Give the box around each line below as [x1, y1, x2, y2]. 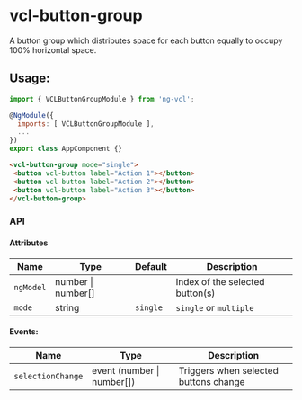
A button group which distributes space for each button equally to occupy [9, 35, 283, 46]
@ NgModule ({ [9, 111, 54, 120]
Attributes [9, 237, 49, 248]
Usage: [9, 71, 51, 86]
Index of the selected [175, 275, 265, 288]
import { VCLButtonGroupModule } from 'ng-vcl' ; [9, 94, 195, 103]
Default [134, 260, 168, 272]
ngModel [13, 282, 47, 292]
